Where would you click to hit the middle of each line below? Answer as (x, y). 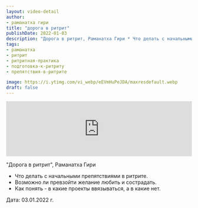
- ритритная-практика (33, 61)
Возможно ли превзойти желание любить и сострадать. (86, 182)
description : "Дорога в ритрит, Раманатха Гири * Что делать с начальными (100, 39)
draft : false (22, 88)
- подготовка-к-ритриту (35, 66)
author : (16, 17)
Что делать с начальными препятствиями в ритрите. (81, 176)
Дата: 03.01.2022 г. (30, 200)
